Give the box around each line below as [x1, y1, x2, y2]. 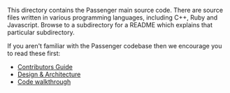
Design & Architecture [17, 70, 81, 78]
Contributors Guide [17, 63, 73, 71]
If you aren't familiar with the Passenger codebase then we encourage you [7, 42, 222, 50]
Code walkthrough [17, 78, 71, 86]
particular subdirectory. [7, 28, 75, 36]
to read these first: [7, 49, 61, 57]
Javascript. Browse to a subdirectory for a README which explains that [7, 21, 213, 29]
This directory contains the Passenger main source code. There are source [7, 6, 224, 14]
